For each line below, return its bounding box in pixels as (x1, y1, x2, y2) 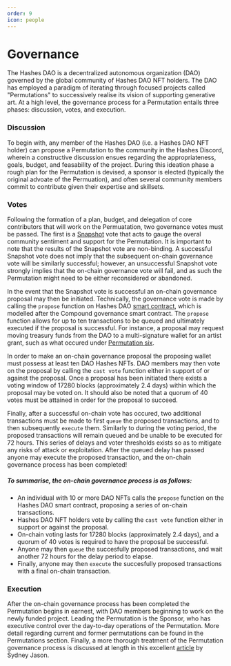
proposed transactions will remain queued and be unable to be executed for (7, 432, 223, 440)
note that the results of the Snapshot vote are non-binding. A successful (7, 245, 212, 253)
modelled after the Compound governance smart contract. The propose (7, 310, 209, 318)
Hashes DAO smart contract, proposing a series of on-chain (17, 501, 188, 509)
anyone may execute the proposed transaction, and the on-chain (7, 453, 192, 462)
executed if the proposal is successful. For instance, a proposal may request (7, 324, 224, 332)
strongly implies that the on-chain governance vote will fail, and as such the (7, 267, 222, 275)
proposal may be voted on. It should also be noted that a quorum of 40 (7, 389, 208, 397)
